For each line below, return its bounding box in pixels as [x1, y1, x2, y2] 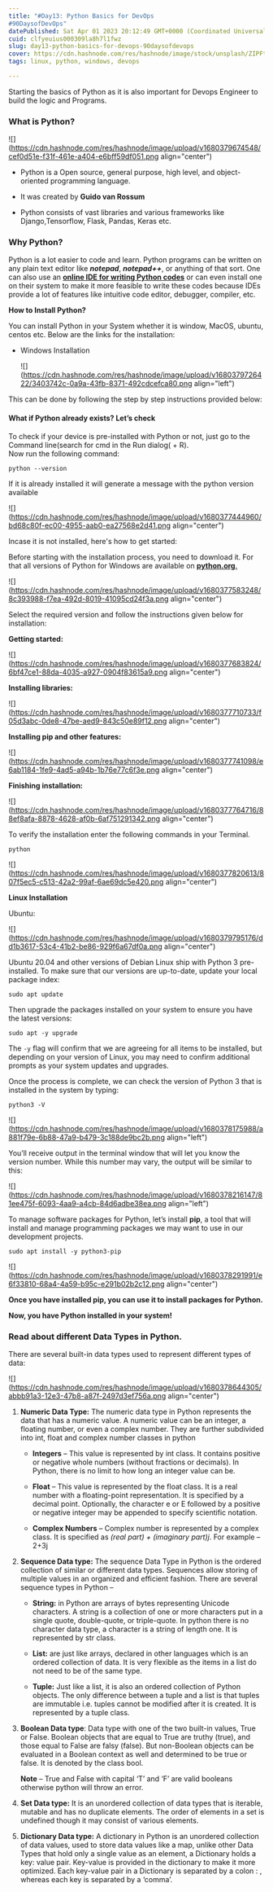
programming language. [50, 176, 132, 186]
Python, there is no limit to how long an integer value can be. [32, 1465, 236, 1475]
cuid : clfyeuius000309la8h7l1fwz [8, 34, 122, 43]
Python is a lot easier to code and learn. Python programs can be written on [8, 255, 262, 265]
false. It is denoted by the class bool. [19, 1758, 144, 1767]
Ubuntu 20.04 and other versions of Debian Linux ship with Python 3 [8, 957, 238, 967]
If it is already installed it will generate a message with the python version [8, 478, 254, 489]
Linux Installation [8, 893, 68, 902]
